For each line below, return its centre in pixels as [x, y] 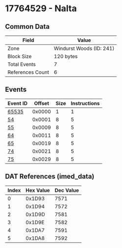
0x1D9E [35, 222]
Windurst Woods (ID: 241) [84, 48]
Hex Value [38, 190]
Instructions [85, 103]
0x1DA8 [35, 238]
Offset [42, 103]
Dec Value [67, 190]
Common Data [27, 27]
